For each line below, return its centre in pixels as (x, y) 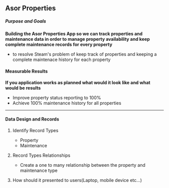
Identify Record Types (35, 130)
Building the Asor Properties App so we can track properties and (74, 34)
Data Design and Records (32, 119)
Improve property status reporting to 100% (57, 97)
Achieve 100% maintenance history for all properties (67, 103)
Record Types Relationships (41, 155)
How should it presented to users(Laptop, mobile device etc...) (77, 180)
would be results (23, 88)
